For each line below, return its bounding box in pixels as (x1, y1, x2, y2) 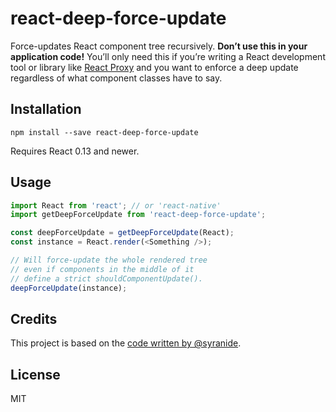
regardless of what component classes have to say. (10, 72, 223, 84)
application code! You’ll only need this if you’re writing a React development (10, 50, 326, 62)
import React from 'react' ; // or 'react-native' (10, 200, 222, 211)
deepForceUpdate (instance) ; (10, 283, 128, 293)
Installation (10, 101, 82, 118)
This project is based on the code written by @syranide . (10, 337, 242, 349)
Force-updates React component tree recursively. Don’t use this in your (10, 40, 308, 52)
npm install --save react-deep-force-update (10, 127, 199, 137)
